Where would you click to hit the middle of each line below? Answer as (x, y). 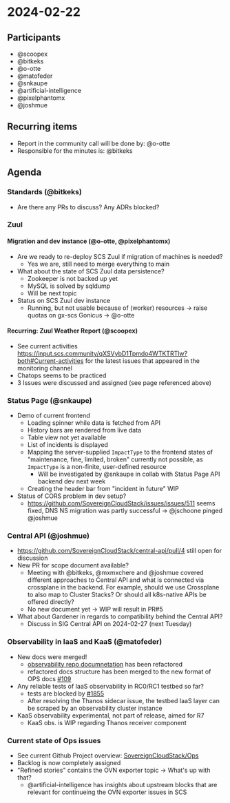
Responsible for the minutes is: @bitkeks (75, 150)
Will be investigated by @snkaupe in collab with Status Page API (129, 474)
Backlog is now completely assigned (69, 763)
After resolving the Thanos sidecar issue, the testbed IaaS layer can (124, 700)
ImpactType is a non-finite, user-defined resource (97, 467)
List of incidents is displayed (68, 445)
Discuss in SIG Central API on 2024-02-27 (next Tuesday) (109, 624)
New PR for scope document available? (73, 565)
